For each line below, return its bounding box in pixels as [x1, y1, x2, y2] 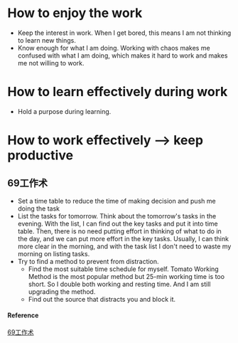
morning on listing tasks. [17, 249, 90, 258]
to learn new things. [17, 36, 76, 44]
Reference [7, 311, 39, 320]
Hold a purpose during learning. [17, 107, 112, 115]
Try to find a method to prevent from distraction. [17, 257, 159, 265]
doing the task [17, 204, 60, 213]
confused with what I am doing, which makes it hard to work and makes [17, 51, 228, 60]
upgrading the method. [28, 287, 96, 296]
